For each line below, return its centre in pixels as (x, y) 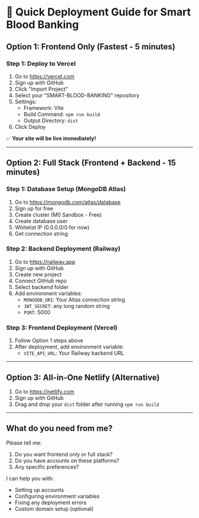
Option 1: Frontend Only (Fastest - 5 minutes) (91, 47)
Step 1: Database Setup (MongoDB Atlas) (66, 189)
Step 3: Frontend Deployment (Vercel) (62, 328)
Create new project (38, 274)
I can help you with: (30, 478)
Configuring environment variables (57, 496)
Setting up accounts (39, 490)
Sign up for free (34, 208)
